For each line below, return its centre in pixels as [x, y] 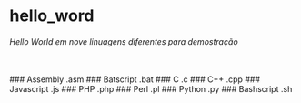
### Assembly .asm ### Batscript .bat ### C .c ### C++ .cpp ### [135, 79]
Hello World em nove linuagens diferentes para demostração [124, 41]
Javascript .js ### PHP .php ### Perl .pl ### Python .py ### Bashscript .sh [151, 89]
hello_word [52, 16]
